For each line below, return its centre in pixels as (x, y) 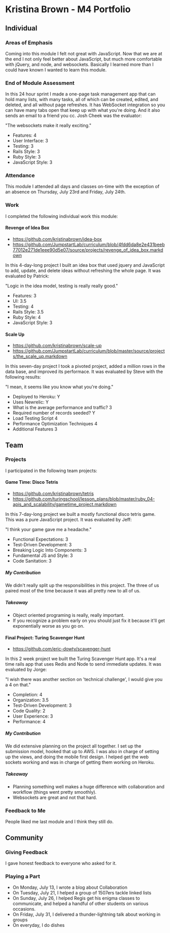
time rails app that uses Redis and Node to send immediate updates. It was (83, 664)
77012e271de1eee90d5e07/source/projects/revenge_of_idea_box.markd (88, 250)
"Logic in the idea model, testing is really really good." (62, 286)
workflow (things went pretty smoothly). (55, 792)
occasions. (24, 909)
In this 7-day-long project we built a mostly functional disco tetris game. (80, 514)
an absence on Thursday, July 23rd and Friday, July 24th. (65, 192)
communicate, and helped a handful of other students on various (80, 904)
